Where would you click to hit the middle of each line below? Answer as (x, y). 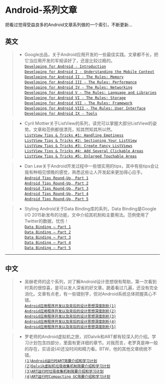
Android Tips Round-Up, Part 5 (56, 199)
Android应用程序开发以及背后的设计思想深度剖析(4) (70, 322)
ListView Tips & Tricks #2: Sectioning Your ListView (81, 141)
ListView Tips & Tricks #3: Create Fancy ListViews (78, 146)
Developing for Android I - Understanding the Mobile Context (89, 72)
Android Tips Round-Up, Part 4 (56, 194)
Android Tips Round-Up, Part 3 (56, 188)
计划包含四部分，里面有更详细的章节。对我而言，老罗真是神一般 (93, 343)
